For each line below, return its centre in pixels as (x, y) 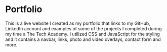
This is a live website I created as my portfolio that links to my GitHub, (78, 23)
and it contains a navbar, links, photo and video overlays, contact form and (83, 39)
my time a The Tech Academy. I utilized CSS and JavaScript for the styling (83, 34)
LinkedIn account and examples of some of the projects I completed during (83, 28)
